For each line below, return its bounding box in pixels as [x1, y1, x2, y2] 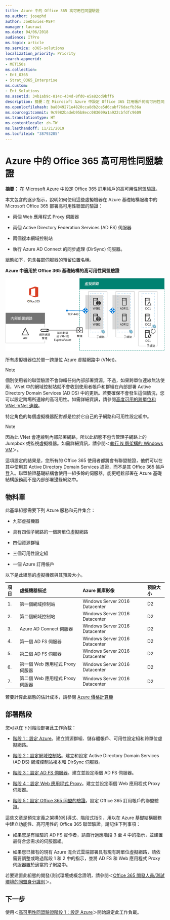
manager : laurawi [5, 24, 42, 29]
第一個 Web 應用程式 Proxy [19, 661, 76, 667]
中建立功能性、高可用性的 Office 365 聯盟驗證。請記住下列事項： [5, 821, 141, 827]
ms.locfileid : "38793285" [5, 131, 60, 136]
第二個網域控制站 [19, 614, 56, 620]
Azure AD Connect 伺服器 [19, 626, 73, 632]
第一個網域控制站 [19, 601, 56, 607]
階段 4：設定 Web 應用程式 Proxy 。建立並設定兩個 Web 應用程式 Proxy [12, 780, 160, 786]
